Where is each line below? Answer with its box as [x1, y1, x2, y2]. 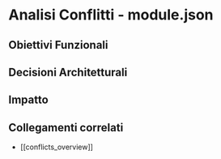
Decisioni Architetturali [8, 65, 128, 79]
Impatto [8, 93, 49, 107]
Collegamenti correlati [8, 120, 124, 135]
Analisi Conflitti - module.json [8, 6, 214, 24]
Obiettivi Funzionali [8, 38, 108, 52]
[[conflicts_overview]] [19, 142, 93, 152]
